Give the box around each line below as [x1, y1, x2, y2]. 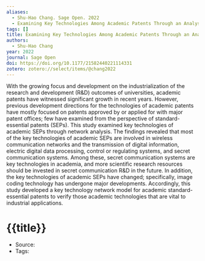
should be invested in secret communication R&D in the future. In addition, [6, 167, 193, 174]
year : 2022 [6, 49, 34, 55]
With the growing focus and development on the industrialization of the [6, 83, 185, 90]
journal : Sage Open [6, 54, 56, 61]
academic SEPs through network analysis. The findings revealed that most [6, 128, 193, 135]
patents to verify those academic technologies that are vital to [30, 193, 186, 200]
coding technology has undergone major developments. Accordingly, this [6, 180, 191, 187]
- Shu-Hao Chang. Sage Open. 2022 [12, 15, 99, 21]
